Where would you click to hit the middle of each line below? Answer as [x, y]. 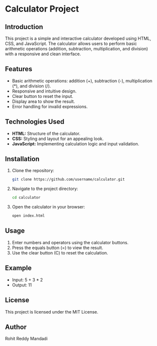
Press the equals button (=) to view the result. [57, 248]
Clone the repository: [33, 171]
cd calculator [26, 198]
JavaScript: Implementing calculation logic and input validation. [75, 143]
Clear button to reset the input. [43, 96]
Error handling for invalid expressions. [50, 106]
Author [16, 327]
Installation [22, 159]
